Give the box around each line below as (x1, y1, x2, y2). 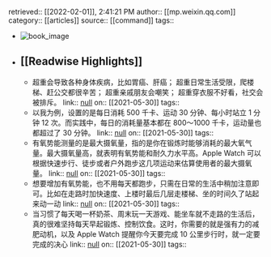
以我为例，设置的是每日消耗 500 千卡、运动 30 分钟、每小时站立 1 (32, 107, 252, 117)
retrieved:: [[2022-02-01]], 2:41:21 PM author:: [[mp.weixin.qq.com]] (8, 7, 236, 16)
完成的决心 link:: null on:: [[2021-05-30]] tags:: (32, 239, 188, 249)
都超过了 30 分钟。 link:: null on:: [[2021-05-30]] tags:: (32, 127, 214, 137)
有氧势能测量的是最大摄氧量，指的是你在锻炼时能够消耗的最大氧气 (32, 138, 252, 148)
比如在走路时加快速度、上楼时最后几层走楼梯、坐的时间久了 (46, 188, 245, 198)
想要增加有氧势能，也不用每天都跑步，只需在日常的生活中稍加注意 (32, 178, 252, 188)
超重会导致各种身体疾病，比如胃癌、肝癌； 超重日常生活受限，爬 (32, 77, 248, 87)
